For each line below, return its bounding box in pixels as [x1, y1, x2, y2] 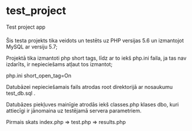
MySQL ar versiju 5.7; [6, 43, 58, 50]
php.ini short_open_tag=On [6, 72, 72, 79]
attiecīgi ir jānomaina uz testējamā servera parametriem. [6, 107, 142, 114]
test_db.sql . [6, 89, 36, 96]
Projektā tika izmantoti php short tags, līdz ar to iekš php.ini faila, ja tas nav [6, 54, 187, 61]
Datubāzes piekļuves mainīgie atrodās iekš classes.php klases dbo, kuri [6, 101, 179, 108]
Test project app [6, 23, 46, 30]
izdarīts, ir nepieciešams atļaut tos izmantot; [6, 60, 113, 68]
